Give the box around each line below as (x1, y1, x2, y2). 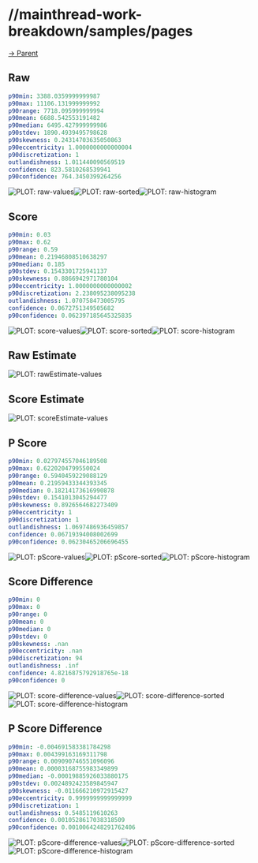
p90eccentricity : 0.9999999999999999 (8, 794, 133, 802)
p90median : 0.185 (8, 260, 65, 268)
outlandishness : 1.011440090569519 (8, 158, 125, 166)
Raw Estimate (8, 349, 77, 362)
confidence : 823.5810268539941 (8, 166, 111, 174)
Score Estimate (8, 392, 84, 405)
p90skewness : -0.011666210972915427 (8, 786, 129, 794)
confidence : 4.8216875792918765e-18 (8, 669, 129, 678)
